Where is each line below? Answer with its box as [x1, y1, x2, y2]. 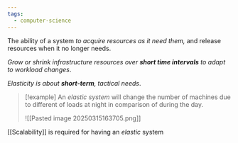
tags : [7, 10, 23, 18]
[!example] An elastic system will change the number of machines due [24, 93, 231, 101]
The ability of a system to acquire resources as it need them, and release [7, 36, 222, 45]
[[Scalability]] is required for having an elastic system [7, 127, 164, 136]
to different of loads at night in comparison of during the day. [24, 100, 204, 108]
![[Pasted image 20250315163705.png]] [24, 114, 141, 122]
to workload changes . [7, 65, 72, 74]
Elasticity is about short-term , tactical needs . [7, 79, 141, 87]
